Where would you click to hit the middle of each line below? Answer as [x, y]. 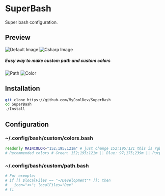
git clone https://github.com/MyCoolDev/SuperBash [58, 100]
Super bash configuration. [31, 22]
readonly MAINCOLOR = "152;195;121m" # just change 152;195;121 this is [79, 148]
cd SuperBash [18, 104]
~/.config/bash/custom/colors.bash [49, 138]
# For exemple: [21, 176]
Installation [23, 89]
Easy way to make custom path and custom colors [58, 61]
